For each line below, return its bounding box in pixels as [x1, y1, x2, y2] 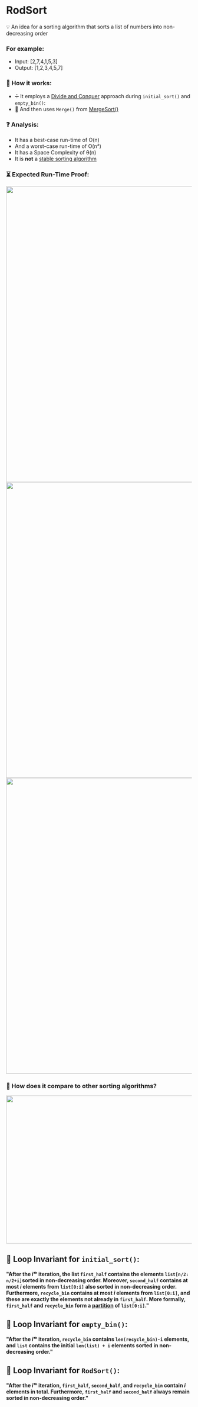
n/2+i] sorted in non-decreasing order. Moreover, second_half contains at [6, 1277, 188, 1284]
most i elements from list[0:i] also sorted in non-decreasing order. [6, 1283, 177, 1290]
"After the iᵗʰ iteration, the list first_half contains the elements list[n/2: [6, 1270, 189, 1278]
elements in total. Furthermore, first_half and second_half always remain [6, 1388, 190, 1395]
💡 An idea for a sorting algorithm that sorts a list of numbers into [6, 23, 162, 30]
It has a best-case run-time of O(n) [14, 136, 100, 143]
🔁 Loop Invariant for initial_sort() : [6, 1254, 140, 1264]
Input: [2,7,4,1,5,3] [14, 58, 58, 65]
